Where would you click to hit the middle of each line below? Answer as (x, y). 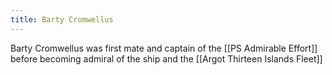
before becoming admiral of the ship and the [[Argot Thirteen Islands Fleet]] (166, 58)
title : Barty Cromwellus (62, 19)
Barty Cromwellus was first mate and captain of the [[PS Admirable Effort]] (164, 48)
